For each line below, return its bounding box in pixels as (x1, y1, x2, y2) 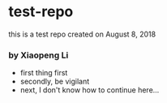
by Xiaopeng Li (8, 49, 69, 61)
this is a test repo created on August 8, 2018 (8, 29, 156, 39)
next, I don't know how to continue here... (19, 85, 160, 95)
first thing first (19, 68, 68, 78)
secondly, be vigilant (19, 76, 90, 87)
